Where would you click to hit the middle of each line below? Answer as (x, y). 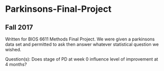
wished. (13, 50)
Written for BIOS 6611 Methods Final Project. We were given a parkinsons (80, 39)
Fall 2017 (19, 27)
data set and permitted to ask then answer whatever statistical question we (82, 44)
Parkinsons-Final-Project (58, 9)
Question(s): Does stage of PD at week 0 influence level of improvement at (82, 59)
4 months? (16, 64)
